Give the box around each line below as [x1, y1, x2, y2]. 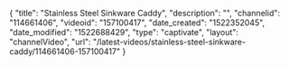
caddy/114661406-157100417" [9, 46, 121, 57]
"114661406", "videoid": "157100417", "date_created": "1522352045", [9, 17, 266, 28]
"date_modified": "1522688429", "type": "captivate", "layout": [9, 27, 239, 37]
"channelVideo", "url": [9, 36, 92, 47]
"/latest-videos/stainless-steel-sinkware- [93, 36, 247, 47]
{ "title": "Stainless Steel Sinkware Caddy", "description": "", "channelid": [9, 8, 281, 18]
